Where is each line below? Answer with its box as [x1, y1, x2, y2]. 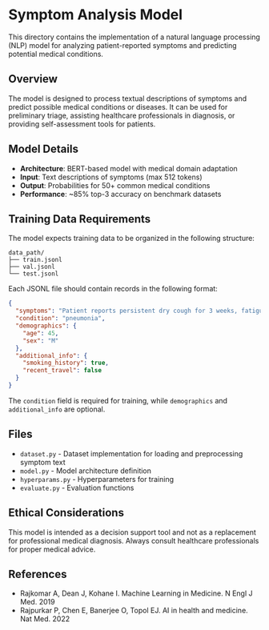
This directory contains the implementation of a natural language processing [8, 32, 260, 42]
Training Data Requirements [8, 212, 151, 226]
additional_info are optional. [8, 404, 106, 414]
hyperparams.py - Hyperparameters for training [19, 474, 175, 484]
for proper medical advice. [8, 544, 96, 554]
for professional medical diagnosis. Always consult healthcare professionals [8, 536, 259, 545]
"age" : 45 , [22, 329, 59, 337]
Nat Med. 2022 [19, 614, 70, 624]
